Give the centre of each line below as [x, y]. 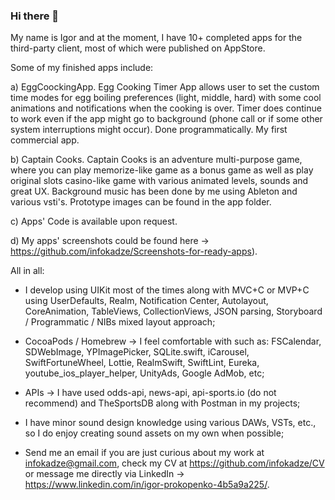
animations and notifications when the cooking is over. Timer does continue [166, 108]
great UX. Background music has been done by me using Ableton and [154, 191]
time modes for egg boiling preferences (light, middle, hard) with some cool [166, 98]
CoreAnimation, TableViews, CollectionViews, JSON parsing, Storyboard [173, 311]
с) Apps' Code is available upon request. [94, 221]
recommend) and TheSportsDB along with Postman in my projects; [162, 403]
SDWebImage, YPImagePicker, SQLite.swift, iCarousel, [137, 352]
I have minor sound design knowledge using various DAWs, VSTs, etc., [170, 423]
